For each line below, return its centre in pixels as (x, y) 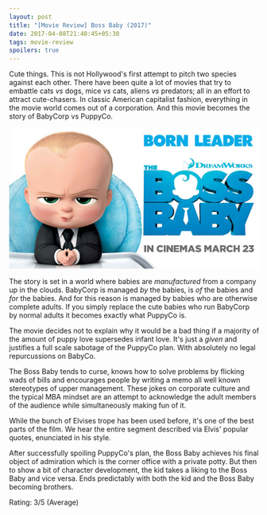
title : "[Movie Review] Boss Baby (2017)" (80, 25)
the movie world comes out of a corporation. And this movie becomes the (130, 108)
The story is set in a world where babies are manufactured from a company (133, 281)
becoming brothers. (41, 486)
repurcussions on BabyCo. (52, 356)
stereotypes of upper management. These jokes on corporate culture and (130, 388)
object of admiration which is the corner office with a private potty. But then (133, 461)
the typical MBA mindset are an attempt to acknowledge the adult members (133, 396)
